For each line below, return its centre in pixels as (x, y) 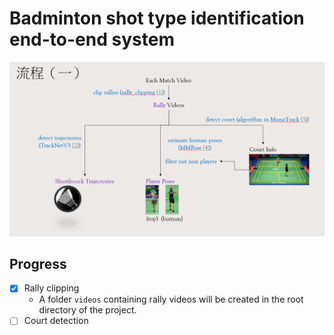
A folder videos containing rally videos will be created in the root (171, 299)
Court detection (56, 321)
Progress (38, 263)
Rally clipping (51, 288)
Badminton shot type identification (157, 18)
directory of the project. (87, 310)
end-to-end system (92, 39)
